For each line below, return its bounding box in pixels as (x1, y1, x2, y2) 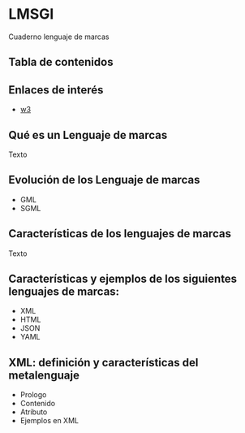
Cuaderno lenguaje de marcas (8, 32, 110, 41)
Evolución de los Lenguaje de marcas (8, 173, 200, 187)
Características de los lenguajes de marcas (8, 227, 231, 240)
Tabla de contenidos (8, 55, 114, 69)
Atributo (19, 407, 48, 417)
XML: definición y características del (8, 355, 199, 370)
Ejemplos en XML (19, 416, 80, 426)
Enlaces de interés (8, 83, 104, 97)
